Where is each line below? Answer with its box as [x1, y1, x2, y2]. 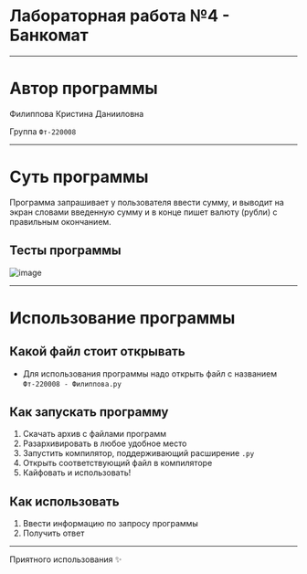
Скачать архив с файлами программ [22, 429, 167, 440]
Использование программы [9, 307, 236, 328]
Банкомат [9, 25, 89, 46]
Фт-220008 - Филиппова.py [22, 379, 122, 388]
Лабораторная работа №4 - [9, 5, 230, 27]
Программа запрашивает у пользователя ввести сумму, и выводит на [9, 197, 285, 207]
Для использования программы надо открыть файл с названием [22, 367, 277, 379]
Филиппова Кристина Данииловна [9, 108, 144, 119]
